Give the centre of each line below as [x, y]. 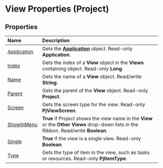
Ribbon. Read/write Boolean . [75, 131]
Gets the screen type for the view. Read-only [94, 104]
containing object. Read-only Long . [83, 69]
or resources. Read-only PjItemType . [85, 159]
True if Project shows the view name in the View [97, 118]
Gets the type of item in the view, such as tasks [96, 152]
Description [56, 41]
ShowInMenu [23, 125]
